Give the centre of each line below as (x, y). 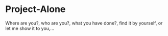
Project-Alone (35, 9)
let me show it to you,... (30, 28)
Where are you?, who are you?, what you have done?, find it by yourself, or (84, 23)
